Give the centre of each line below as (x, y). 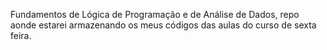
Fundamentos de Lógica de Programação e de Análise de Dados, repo (155, 14)
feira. (21, 35)
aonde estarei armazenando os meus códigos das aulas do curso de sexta (163, 25)
